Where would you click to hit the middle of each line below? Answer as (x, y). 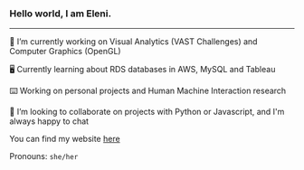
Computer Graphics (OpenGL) (65, 52)
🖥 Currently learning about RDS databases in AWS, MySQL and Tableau (142, 70)
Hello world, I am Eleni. (60, 14)
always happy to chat (49, 121)
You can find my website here (65, 139)
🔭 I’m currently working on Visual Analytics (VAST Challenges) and (133, 42)
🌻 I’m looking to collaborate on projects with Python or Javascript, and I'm (147, 112)
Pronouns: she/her (44, 156)
